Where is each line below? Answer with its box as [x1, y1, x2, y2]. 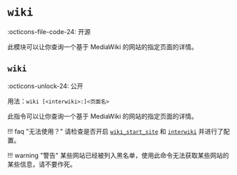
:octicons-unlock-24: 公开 [7, 81, 84, 90]
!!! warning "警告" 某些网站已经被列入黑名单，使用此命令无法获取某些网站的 [7, 151, 230, 159]
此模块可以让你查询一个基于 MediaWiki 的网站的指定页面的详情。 [7, 42, 198, 51]
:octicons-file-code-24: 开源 [7, 27, 91, 36]
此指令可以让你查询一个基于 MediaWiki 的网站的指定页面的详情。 [7, 112, 198, 120]
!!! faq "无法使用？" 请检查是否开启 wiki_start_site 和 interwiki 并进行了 [7, 127, 223, 135]
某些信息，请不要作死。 [7, 159, 76, 169]
